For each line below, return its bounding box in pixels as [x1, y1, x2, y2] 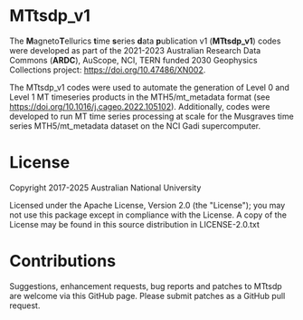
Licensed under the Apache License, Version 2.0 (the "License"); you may [9, 199, 286, 210]
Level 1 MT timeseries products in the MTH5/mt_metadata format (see [9, 92, 270, 102]
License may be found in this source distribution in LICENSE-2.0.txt [9, 218, 260, 229]
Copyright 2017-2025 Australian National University [9, 182, 202, 193]
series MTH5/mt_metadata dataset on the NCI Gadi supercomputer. [9, 120, 261, 131]
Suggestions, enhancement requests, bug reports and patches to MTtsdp [9, 280, 282, 291]
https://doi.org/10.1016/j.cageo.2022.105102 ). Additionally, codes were [9, 101, 270, 112]
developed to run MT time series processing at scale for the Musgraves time [9, 111, 294, 121]
